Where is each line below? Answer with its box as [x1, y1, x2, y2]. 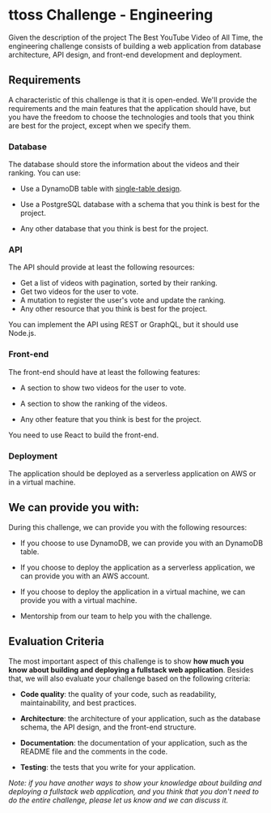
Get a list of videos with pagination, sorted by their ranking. [19, 278, 218, 288]
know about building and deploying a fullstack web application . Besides [8, 665, 254, 674]
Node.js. [8, 329, 36, 338]
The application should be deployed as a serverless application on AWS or [8, 468, 256, 478]
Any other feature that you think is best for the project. [19, 414, 202, 424]
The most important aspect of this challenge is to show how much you [8, 656, 244, 666]
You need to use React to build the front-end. [8, 430, 159, 440]
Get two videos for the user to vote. [19, 286, 139, 297]
